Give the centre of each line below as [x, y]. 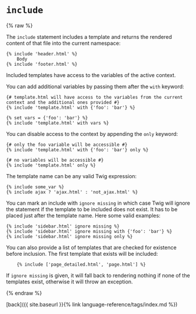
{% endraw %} [24, 293]
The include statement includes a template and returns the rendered [89, 36]
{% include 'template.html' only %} [51, 165]
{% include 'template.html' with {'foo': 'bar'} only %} [77, 150]
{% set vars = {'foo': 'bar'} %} [47, 118]
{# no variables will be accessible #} [55, 160]
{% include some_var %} [35, 187]
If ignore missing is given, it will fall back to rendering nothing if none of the [98, 275]
